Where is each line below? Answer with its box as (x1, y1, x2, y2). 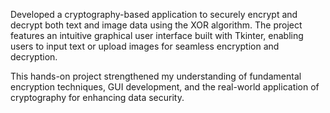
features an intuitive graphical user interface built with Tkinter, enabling (10, 30, 304, 41)
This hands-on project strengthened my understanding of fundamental (10, 70, 302, 82)
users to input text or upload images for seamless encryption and (10, 40, 280, 52)
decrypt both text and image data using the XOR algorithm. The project (10, 19, 303, 31)
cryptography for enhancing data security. (10, 92, 185, 103)
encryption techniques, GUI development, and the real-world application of (10, 81, 320, 93)
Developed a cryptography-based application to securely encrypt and (10, 9, 298, 20)
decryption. (10, 51, 58, 63)
